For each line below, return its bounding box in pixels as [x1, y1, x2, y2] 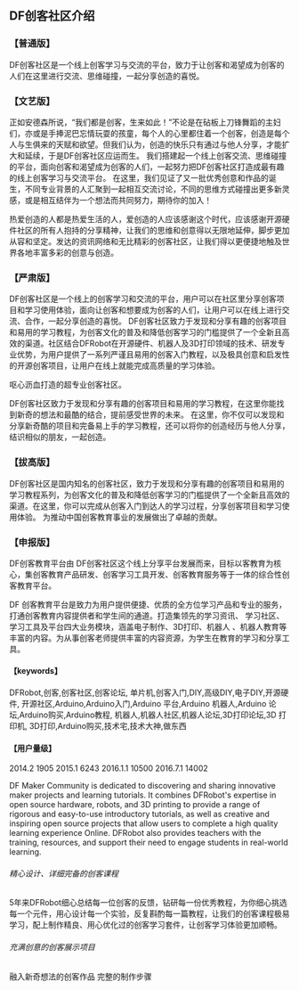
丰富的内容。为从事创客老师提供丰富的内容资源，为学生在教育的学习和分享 [9, 632, 282, 643]
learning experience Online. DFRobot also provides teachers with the [9, 828, 262, 839]
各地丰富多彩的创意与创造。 [16, 247, 118, 258]
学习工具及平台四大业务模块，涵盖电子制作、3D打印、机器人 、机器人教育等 [9, 621, 287, 632]
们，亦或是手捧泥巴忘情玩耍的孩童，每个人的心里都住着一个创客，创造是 [9, 127, 274, 138]
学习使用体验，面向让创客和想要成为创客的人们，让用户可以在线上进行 [24, 305, 282, 315]
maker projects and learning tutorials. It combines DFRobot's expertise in [9, 790, 277, 800]
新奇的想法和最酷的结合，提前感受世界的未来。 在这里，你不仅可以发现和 [16, 409, 285, 421]
